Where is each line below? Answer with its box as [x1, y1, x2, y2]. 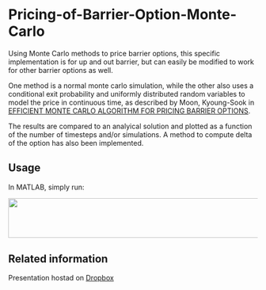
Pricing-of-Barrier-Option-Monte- [8, 6, 237, 24]
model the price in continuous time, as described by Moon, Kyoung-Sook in [8, 97, 255, 107]
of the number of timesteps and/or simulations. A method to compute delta [8, 129, 253, 139]
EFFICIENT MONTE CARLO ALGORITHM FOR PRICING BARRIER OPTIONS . [8, 105, 251, 116]
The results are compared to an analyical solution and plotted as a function [8, 121, 253, 131]
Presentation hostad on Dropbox [8, 273, 115, 282]
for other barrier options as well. [8, 65, 113, 74]
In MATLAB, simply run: [8, 182, 85, 192]
